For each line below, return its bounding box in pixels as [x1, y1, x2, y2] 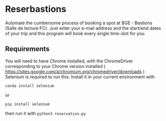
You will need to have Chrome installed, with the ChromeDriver [5, 58, 133, 64]
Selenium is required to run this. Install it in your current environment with [5, 73, 155, 80]
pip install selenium [5, 102, 50, 107]
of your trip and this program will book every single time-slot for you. [5, 30, 146, 36]
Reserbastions [5, 3, 66, 15]
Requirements [5, 45, 50, 53]
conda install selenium [5, 83, 55, 88]
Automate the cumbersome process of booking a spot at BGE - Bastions [5, 20, 153, 26]
